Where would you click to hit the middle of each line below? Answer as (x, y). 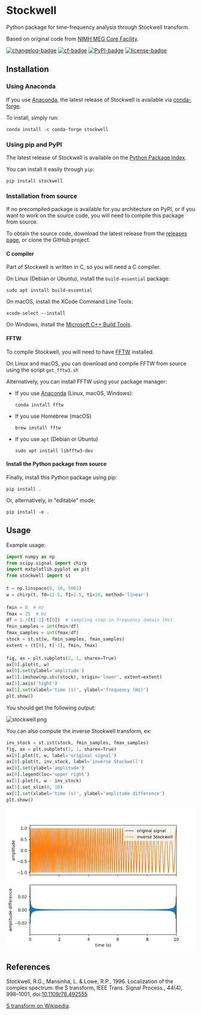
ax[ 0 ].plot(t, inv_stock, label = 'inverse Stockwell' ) (75, 762)
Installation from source (42, 196)
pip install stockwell (34, 181)
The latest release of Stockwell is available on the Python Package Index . (97, 158)
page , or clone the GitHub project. (48, 240)
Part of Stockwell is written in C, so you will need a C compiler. (83, 267)
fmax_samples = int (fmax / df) (43, 633)
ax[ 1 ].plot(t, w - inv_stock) (44, 781)
